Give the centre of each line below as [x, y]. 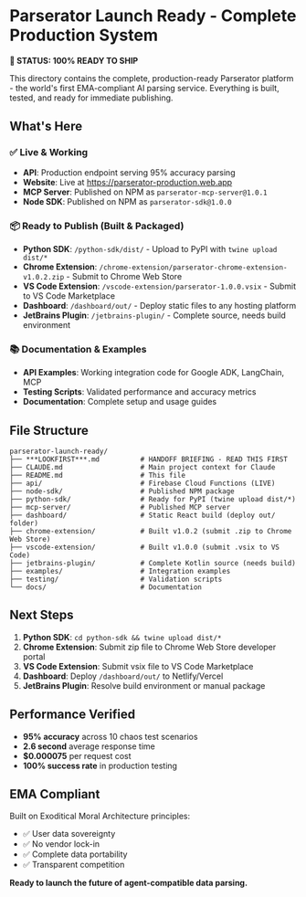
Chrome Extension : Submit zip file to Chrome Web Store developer [149, 647]
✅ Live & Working [49, 153]
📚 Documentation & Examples [79, 349]
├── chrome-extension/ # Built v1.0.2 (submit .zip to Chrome [151, 532]
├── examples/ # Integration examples [120, 572]
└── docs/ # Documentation [106, 587]
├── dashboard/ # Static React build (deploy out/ [142, 516]
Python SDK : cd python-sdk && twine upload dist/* [122, 637]
